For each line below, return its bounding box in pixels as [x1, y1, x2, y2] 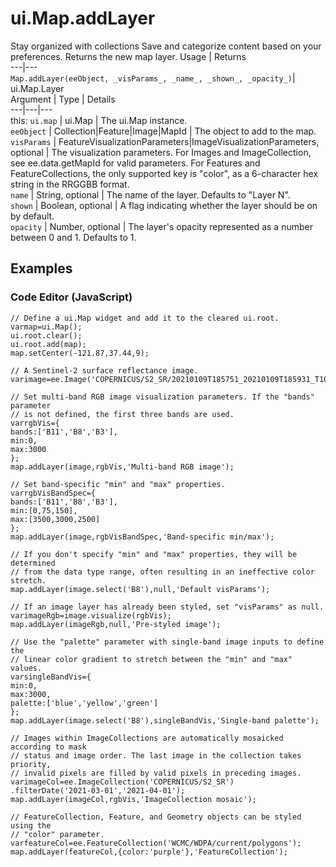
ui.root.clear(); [10, 330, 83, 341]
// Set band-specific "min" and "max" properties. [10, 479, 226, 489]
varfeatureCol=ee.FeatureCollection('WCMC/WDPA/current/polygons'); [10, 838, 302, 848]
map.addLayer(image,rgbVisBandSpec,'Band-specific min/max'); [10, 532, 275, 542]
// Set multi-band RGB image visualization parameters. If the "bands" [10, 392, 315, 402]
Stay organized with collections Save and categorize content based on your [10, 40, 322, 52]
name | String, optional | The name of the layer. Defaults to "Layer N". [10, 188, 291, 201]
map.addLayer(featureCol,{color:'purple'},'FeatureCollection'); [10, 847, 288, 857]
